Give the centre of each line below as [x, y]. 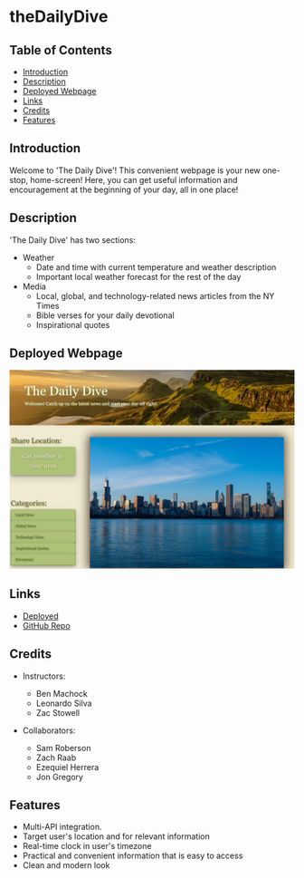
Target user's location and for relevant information [116, 836]
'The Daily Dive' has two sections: [72, 240]
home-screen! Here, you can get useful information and [134, 179]
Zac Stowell [57, 712]
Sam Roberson [63, 748]
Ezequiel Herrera [67, 767]
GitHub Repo [46, 625]
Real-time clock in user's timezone [87, 846]
